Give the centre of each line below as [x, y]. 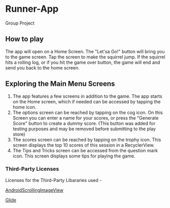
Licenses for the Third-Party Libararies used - [54, 180]
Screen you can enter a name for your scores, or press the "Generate [86, 118]
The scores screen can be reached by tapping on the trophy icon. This [87, 140]
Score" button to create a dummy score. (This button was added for [84, 123]
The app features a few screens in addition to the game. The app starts [87, 96]
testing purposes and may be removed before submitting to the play [84, 129]
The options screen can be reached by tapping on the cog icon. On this [88, 112]
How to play [25, 39]
